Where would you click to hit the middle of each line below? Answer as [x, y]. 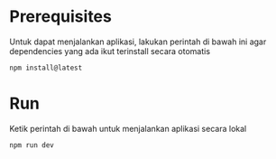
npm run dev [32, 145]
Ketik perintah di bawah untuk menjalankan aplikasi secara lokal [128, 128]
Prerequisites [61, 17]
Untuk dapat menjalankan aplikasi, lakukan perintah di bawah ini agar [138, 42]
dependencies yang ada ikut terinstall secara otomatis [110, 51]
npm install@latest [46, 68]
